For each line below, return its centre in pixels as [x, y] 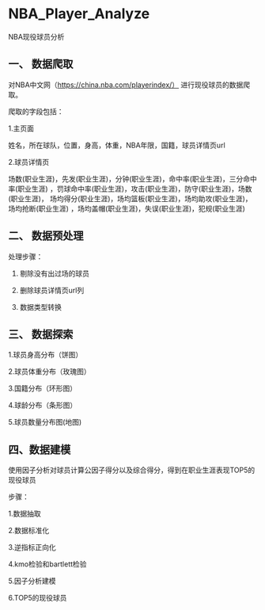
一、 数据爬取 [41, 64]
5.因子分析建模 [32, 581]
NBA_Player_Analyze [79, 14]
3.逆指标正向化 [32, 547]
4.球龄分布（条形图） [43, 406]
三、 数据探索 [41, 334]
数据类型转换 [40, 307]
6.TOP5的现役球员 [38, 598]
